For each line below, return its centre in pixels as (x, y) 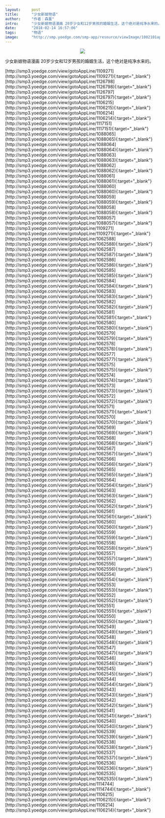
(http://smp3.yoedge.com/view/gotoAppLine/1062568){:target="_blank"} (79, 443)
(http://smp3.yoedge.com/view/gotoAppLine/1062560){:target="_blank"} (79, 527)
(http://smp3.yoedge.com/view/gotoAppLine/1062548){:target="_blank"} (79, 642)
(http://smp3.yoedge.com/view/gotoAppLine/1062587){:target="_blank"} (79, 254)
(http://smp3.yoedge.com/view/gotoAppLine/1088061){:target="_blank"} (79, 181)
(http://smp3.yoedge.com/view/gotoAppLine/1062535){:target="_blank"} (79, 779)
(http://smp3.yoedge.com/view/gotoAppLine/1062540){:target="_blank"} (79, 726)
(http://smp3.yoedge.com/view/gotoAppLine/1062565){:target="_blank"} (79, 475)
